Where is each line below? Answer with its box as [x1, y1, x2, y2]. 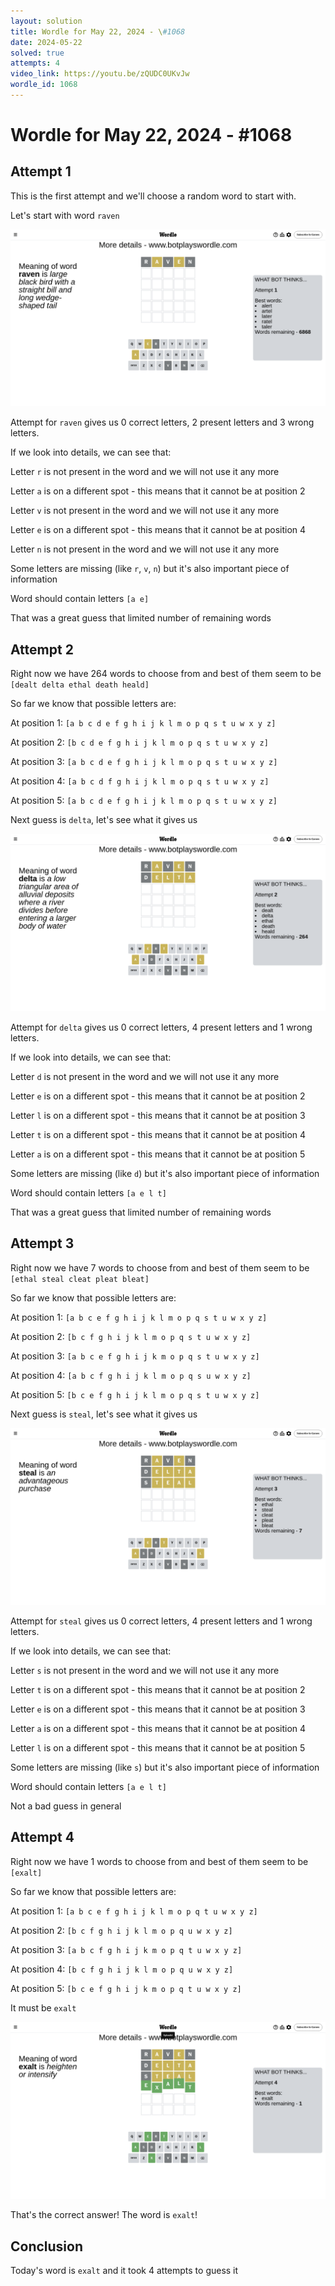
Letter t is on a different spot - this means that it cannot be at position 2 [10, 1684, 306, 1695]
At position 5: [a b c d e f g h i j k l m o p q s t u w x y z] [10, 795, 278, 807]
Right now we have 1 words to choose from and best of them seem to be [10, 1855, 309, 1867]
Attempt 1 [10, 163, 72, 180]
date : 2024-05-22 [10, 37, 83, 47]
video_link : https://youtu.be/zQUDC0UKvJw [10, 69, 190, 79]
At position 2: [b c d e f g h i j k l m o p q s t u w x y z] [10, 736, 269, 749]
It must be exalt [10, 2001, 77, 2014]
